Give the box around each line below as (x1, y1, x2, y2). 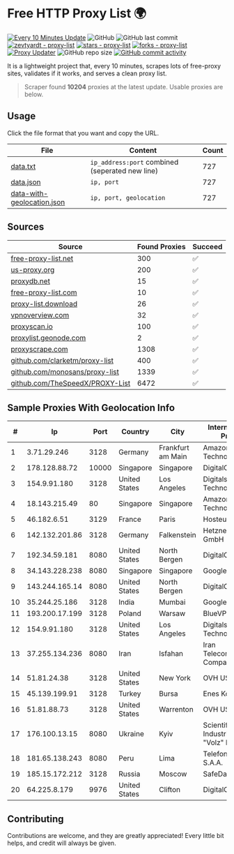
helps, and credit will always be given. (7, 839, 116, 848)
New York (159, 673, 192, 683)
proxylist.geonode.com (10, 333, 86, 343)
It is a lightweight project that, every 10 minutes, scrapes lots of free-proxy (7, 61, 221, 70)
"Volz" (203, 737, 224, 747)
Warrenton (159, 705, 194, 714)
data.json (10, 177, 41, 187)
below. (24, 90, 44, 98)
